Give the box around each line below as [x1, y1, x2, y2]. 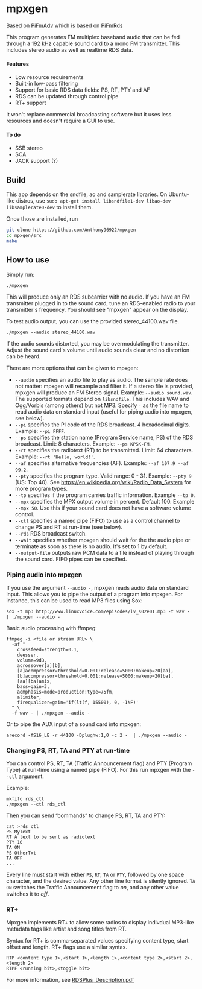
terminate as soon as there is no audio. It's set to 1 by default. [14, 542, 168, 550]
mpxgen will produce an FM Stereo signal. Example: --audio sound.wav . [14, 388, 193, 396]
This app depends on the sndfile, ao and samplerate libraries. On [6, 191, 168, 198]
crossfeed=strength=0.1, [17, 646, 80, 652]
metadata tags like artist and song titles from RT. [6, 925, 127, 933]
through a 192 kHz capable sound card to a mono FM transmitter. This [6, 40, 180, 47]
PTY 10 [6, 839, 23, 845]
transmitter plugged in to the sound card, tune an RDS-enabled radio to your [6, 299, 196, 306]
